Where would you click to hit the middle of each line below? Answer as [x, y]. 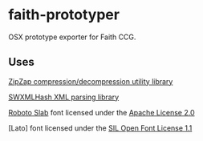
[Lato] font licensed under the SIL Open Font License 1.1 [100, 128]
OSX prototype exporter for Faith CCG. [72, 37]
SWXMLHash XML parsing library [64, 97]
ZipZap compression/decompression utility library [91, 81]
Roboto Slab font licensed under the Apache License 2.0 [101, 112]
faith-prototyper [64, 15]
